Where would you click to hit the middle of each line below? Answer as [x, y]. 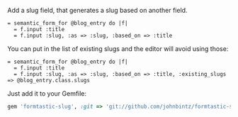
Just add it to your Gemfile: [47, 94]
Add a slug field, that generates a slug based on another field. [97, 10]
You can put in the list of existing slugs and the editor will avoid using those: [118, 49]
